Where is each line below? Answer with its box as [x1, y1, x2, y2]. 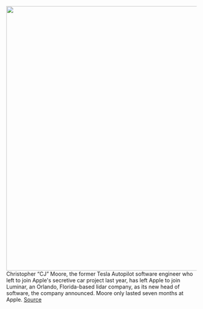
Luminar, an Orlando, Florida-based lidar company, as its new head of [6, 283, 180, 290]
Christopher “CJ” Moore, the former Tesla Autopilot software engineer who [6, 270, 193, 278]
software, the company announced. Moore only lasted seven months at [6, 290, 184, 296]
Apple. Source [6, 296, 42, 303]
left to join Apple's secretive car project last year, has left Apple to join [6, 277, 181, 284]
